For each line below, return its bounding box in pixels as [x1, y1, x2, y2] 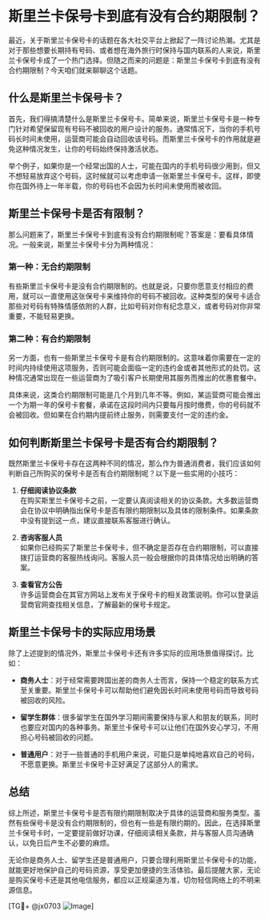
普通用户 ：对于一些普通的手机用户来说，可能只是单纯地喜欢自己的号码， [19, 749, 259, 759]
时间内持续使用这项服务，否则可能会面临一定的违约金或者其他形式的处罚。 [8, 363, 254, 373]
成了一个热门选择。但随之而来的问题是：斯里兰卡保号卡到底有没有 [42, 55, 261, 65]
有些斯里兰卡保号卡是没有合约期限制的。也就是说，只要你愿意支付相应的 [8, 281, 247, 291]
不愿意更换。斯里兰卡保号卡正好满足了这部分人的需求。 [19, 759, 203, 769]
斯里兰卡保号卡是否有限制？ [8, 207, 146, 220]
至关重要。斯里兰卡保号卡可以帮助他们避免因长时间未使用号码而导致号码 [19, 685, 259, 695]
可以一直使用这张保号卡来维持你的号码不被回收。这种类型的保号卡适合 [29, 291, 261, 300]
